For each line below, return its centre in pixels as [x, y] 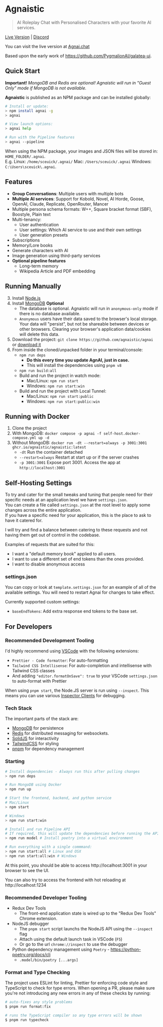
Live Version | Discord [27, 37]
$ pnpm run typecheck [27, 1020]
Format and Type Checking [38, 973]
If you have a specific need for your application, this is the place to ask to [78, 515]
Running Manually [33, 286]
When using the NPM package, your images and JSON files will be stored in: [81, 151]
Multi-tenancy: [27, 219]
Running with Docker [37, 416]
